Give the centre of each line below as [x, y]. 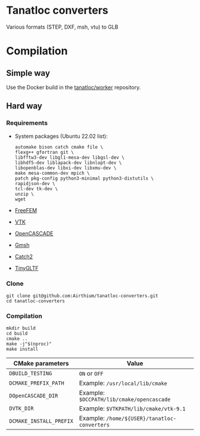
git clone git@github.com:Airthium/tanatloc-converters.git [82, 296]
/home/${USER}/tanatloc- [141, 419]
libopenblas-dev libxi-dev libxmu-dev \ [65, 168]
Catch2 [24, 256]
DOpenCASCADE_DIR [34, 396]
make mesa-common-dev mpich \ [52, 173]
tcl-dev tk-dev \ [36, 188]
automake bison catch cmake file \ [59, 147]
